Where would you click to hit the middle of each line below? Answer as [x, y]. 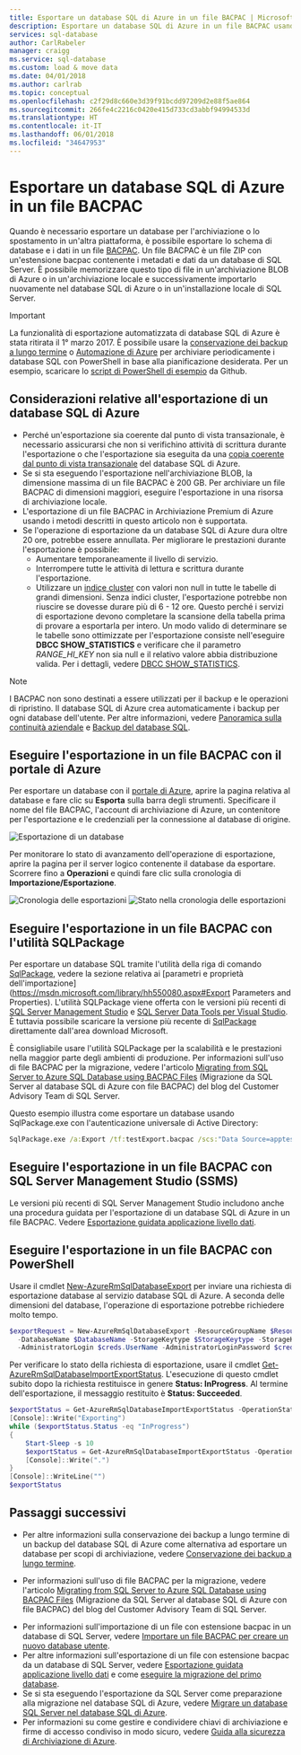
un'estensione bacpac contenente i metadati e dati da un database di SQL [146, 259]
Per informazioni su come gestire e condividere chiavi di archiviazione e [155, 1722]
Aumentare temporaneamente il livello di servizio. [127, 558]
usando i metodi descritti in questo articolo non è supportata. [135, 521]
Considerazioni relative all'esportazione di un [139, 399]
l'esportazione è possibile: [71, 549]
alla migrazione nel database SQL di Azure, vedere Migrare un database [155, 1703]
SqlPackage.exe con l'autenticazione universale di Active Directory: [134, 1123]
